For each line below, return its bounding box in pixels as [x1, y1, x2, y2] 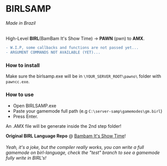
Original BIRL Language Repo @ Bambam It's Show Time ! [6, 133, 126, 139]
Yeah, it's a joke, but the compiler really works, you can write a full [6, 144, 144, 150]
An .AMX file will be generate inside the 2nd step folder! [6, 123, 122, 129]
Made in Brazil [6, 20, 36, 26]
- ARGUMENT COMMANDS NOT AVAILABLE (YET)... [6, 50, 101, 55]
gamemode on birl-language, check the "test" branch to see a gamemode [6, 149, 160, 156]
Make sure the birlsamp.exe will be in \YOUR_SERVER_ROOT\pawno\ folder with [6, 73, 161, 79]
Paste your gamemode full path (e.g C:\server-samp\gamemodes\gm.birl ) [13, 108, 162, 114]
